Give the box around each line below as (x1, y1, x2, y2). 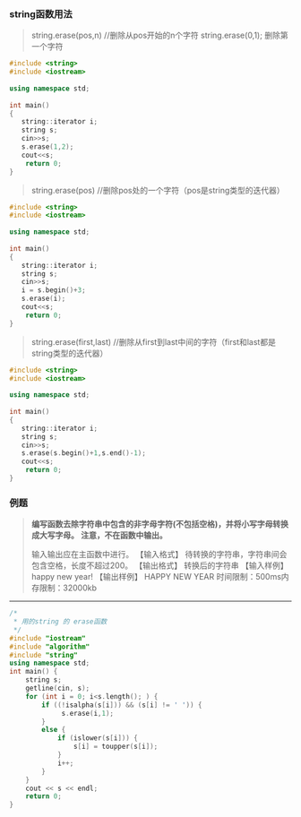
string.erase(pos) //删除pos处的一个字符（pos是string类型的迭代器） (30, 185, 285, 195)
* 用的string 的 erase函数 (13, 617, 107, 626)
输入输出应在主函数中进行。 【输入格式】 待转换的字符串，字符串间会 (30, 549, 288, 560)
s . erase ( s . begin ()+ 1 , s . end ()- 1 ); (21, 449, 146, 458)
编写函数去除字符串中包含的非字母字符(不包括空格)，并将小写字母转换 (30, 519, 289, 529)
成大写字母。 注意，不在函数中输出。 (30, 530, 168, 541)
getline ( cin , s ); (25, 684, 90, 693)
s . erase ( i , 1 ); (61, 709, 115, 718)
